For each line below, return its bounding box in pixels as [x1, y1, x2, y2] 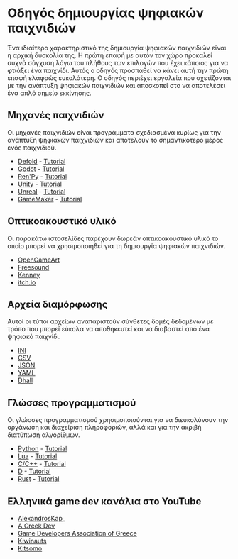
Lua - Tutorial [17, 452, 58, 460]
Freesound [17, 262, 50, 271]
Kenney [17, 270, 40, 279]
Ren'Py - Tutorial [17, 172, 67, 180]
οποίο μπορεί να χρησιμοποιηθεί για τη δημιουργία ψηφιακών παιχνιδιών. [7, 241, 226, 250]
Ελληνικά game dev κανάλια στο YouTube [7, 495, 202, 507]
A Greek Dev [17, 521, 55, 530]
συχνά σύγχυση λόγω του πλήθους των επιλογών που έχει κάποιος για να [7, 58, 229, 67]
